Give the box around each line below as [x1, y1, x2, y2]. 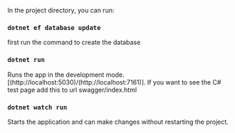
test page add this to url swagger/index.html [7, 85, 137, 94]
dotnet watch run [7, 103, 68, 111]
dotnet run [7, 56, 45, 64]
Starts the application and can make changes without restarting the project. [7, 117, 229, 126]
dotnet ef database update [7, 23, 101, 31]
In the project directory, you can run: [7, 6, 115, 14]
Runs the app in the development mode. [7, 70, 125, 79]
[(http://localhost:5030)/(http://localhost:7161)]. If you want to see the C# [7, 78, 221, 86]
